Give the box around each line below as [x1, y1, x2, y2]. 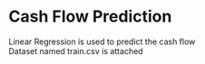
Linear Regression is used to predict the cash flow [8, 36, 196, 47]
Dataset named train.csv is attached [8, 45, 143, 56]
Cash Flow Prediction [8, 6, 172, 27]
